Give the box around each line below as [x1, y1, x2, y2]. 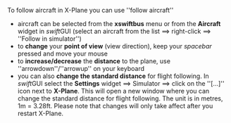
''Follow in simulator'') [17, 34, 82, 43]
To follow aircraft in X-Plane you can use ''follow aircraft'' [7, 6, 174, 14]
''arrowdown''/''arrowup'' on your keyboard [17, 65, 145, 72]
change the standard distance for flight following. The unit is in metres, [17, 94, 223, 103]
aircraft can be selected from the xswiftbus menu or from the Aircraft [17, 20, 221, 27]
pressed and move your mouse [17, 49, 108, 58]
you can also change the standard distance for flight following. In [17, 72, 209, 80]
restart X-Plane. [17, 109, 64, 117]
